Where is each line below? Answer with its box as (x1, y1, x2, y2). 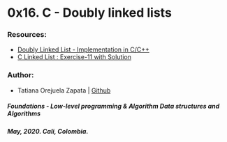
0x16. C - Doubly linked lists (7, 5, 173, 21)
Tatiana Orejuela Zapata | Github (17, 86, 111, 95)
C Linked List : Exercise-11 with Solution (17, 53, 131, 61)
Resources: (7, 30, 47, 40)
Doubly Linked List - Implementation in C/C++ (17, 45, 150, 54)
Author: (7, 70, 34, 80)
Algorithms (7, 109, 41, 118)
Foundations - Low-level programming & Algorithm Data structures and (7, 102, 220, 111)
